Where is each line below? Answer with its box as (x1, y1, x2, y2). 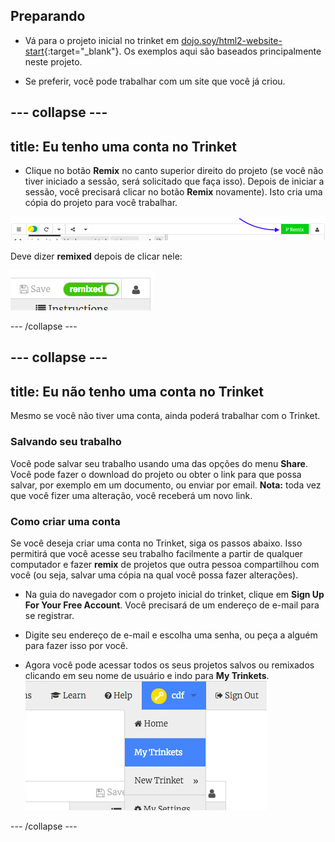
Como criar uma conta (10, 514, 121, 528)
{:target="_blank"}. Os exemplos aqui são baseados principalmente (43, 45, 322, 57)
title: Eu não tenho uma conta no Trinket (10, 383, 264, 400)
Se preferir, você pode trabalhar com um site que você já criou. (24, 75, 286, 87)
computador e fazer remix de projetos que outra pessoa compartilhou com (10, 558, 320, 570)
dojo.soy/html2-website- (181, 34, 283, 46)
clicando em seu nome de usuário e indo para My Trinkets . (24, 669, 270, 681)
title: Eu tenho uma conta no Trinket (10, 138, 237, 155)
